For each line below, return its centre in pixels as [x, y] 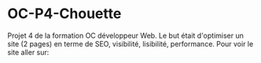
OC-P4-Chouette [64, 14]
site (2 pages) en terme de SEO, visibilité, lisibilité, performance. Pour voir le [130, 43]
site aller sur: [28, 52]
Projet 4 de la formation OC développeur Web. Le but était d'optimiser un [126, 35]
